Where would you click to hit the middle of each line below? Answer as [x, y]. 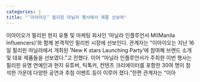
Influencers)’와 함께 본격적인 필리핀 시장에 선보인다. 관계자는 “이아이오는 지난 [97, 42]
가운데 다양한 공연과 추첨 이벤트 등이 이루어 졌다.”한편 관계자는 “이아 [96, 72]
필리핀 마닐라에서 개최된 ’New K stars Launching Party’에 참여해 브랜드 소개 [102, 50]
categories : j [24, 12]
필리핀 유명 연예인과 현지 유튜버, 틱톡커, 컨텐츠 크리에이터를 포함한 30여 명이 [96, 65]
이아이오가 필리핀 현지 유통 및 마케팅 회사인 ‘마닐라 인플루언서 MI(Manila [90, 35]
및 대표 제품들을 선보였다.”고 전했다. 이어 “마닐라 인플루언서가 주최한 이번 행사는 [99, 57]
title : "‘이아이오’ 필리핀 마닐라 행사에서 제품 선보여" [67, 17]
